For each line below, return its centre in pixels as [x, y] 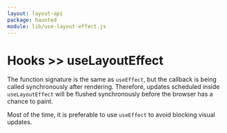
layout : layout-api [35, 13]
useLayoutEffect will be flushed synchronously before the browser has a [110, 94]
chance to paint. [30, 101]
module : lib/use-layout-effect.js [57, 26]
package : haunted [32, 20]
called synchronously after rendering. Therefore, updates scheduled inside [113, 87]
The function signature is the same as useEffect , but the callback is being [112, 79]
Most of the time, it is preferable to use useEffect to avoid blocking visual [111, 115]
